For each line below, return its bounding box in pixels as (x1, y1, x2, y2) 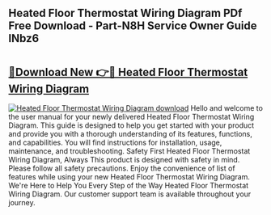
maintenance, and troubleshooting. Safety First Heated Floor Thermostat (8, 146, 251, 156)
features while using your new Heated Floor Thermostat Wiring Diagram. (8, 172, 251, 181)
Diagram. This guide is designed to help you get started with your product (8, 120, 255, 130)
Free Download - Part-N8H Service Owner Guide (8, 19, 257, 33)
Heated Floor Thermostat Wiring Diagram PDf (8, 6, 243, 20)
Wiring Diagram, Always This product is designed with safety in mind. (8, 155, 240, 164)
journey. (8, 198, 36, 207)
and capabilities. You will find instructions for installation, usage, (8, 137, 222, 147)
